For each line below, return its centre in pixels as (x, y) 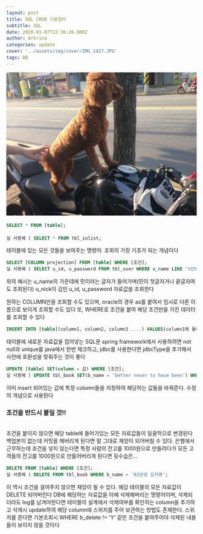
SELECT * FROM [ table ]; (36, 225)
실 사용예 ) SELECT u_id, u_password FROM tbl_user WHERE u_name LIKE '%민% (102, 269)
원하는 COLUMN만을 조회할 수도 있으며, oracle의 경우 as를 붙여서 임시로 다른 (98, 302)
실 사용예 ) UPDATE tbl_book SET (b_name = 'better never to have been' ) (97, 375)
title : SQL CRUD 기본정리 (36, 19)
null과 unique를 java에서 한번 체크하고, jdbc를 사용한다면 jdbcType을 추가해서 (99, 349)
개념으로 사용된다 (33, 395)
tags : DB (17, 58)
